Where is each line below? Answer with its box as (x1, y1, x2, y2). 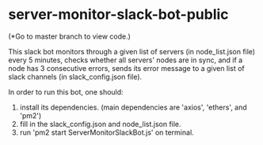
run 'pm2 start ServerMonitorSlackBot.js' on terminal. (19, 128, 194, 137)
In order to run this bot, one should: (8, 87, 124, 96)
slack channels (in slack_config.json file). (8, 72, 143, 81)
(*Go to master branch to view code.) (8, 32, 131, 41)
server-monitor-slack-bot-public (8, 6, 229, 24)
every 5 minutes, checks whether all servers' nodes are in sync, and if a (8, 55, 243, 65)
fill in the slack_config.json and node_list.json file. (19, 119, 181, 128)
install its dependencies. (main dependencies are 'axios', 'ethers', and (19, 102, 247, 112)
